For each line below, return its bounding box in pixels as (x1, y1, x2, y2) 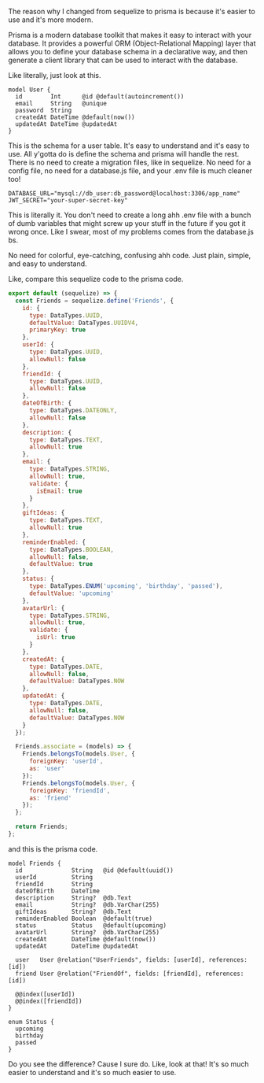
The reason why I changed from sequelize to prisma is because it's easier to (8, 7, 255, 16)
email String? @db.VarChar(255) (15, 900, 159, 908)
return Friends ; (15, 822, 68, 831)
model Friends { (8, 859, 61, 867)
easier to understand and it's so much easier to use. (8, 1067, 177, 1077)
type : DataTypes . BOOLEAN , (28, 545, 114, 553)
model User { (8, 86, 51, 94)
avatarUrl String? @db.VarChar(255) (15, 928, 159, 936)
